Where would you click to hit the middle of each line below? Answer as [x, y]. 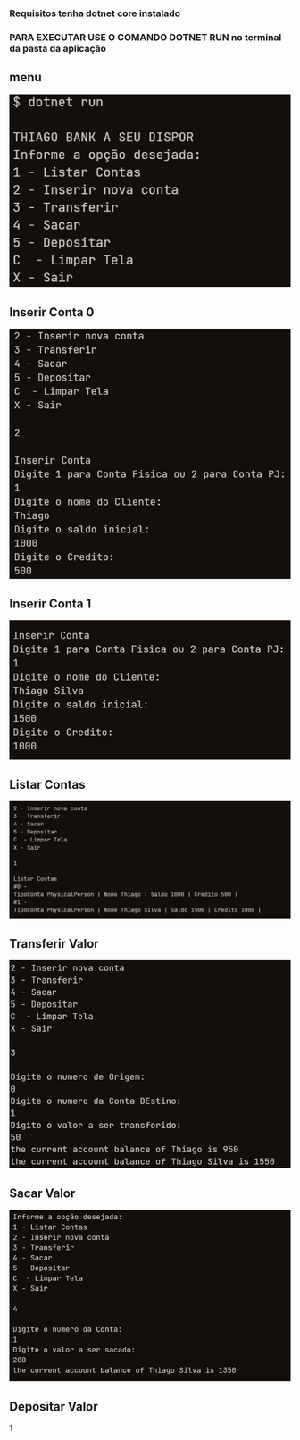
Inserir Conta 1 [50, 603]
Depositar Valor [54, 1407]
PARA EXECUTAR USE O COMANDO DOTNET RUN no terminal [146, 37]
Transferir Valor [54, 944]
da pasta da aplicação [58, 48]
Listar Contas [48, 784]
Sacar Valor [42, 1193]
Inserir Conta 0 [52, 312]
